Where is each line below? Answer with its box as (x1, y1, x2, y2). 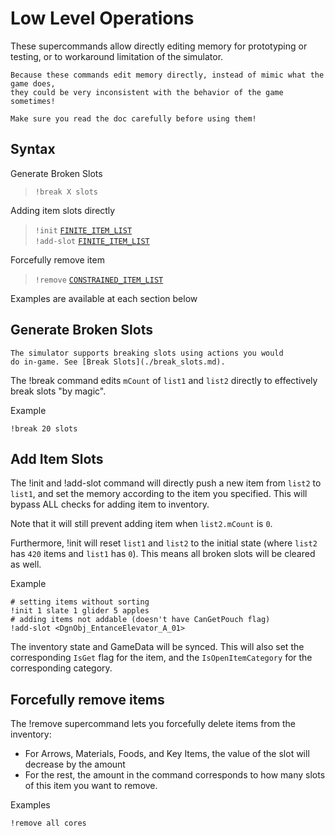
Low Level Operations (10, 7, 195, 30)
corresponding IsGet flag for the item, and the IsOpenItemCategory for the (10, 652, 313, 664)
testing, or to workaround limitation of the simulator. (10, 50, 224, 62)
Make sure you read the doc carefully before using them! (10, 113, 257, 124)
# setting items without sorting (10, 597, 150, 607)
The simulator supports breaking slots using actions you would (10, 348, 284, 358)
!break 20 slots (10, 423, 78, 434)
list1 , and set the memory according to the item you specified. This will (10, 488, 308, 500)
